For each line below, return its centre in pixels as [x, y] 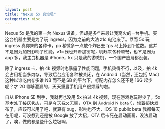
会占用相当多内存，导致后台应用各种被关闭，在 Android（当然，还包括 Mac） [82, 75]
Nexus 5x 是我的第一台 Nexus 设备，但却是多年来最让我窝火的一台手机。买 [81, 33]
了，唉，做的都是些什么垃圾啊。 [37, 122]
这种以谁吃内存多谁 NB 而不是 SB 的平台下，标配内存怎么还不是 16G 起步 [79, 80]
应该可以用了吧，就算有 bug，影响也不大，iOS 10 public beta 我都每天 [89, 109]
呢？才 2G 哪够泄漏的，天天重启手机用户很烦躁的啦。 [59, 87]
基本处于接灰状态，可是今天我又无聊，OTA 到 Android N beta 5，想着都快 [80, 103]
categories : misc [23, 19]
